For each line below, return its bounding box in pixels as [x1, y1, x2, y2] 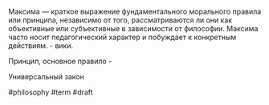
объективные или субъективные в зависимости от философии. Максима [8, 24, 259, 33]
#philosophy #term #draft [8, 87, 94, 97]
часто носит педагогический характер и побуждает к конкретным [8, 32, 237, 42]
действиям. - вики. [8, 41, 74, 50]
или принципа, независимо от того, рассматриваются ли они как [8, 15, 233, 25]
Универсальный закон [8, 72, 84, 81]
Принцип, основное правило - [8, 56, 112, 66]
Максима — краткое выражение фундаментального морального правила [8, 7, 262, 16]
